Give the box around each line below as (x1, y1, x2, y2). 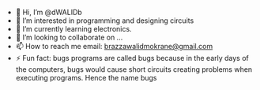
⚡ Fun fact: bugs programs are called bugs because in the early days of (15, 54, 249, 62)
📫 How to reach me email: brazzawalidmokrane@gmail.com (15, 42, 213, 51)
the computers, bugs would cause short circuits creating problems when (15, 65, 253, 74)
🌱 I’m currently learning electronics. (15, 24, 132, 33)
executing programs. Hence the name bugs (15, 73, 157, 82)
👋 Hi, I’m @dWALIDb (15, 8, 83, 17)
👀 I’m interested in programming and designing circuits (15, 16, 194, 25)
